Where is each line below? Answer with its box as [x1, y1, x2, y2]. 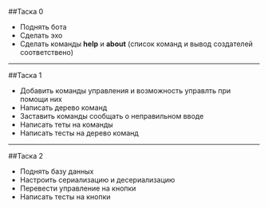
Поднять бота [19, 22, 67, 31]
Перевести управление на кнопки [19, 183, 136, 193]
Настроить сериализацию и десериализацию [19, 175, 175, 184]
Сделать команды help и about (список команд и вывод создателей [19, 39, 254, 49]
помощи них [19, 95, 62, 104]
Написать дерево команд [19, 103, 108, 112]
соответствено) [19, 48, 74, 57]
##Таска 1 [8, 71, 42, 80]
